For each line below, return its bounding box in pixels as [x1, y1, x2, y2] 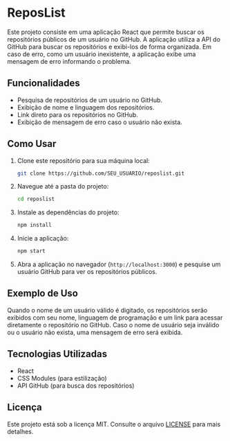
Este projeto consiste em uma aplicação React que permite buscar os [7, 28, 205, 36]
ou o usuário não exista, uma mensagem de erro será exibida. [7, 328, 183, 336]
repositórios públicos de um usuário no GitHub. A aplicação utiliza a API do [7, 35, 221, 43]
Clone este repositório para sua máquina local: [17, 156, 150, 164]
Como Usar [7, 138, 57, 150]
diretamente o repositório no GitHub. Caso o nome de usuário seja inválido [7, 320, 220, 329]
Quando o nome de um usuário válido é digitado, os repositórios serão [7, 306, 208, 314]
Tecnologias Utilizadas [7, 348, 108, 360]
